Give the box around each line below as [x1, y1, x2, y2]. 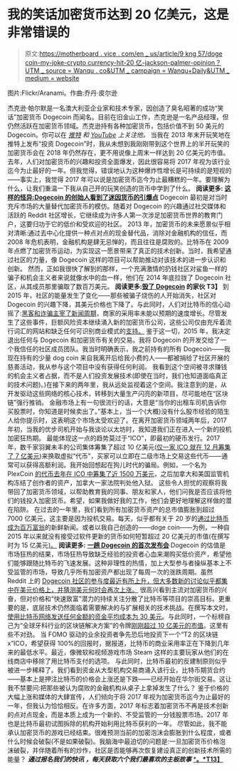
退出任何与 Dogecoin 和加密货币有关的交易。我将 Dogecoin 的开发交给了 [7, 335, 221, 344]
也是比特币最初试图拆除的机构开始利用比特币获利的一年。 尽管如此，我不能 [7, 719, 228, 728]
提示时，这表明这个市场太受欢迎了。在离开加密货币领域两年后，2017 [26, 415, 227, 425]
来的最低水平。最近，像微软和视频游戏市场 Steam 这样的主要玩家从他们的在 [7, 647, 229, 657]
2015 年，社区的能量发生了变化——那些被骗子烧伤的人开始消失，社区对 [7, 290, 217, 300]
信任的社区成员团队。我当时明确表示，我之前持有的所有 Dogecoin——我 [19, 344, 231, 353]
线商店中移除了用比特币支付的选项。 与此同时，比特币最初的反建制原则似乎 [7, 657, 228, 665]
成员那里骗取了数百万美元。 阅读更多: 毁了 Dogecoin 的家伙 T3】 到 [31, 282, 230, 290]
